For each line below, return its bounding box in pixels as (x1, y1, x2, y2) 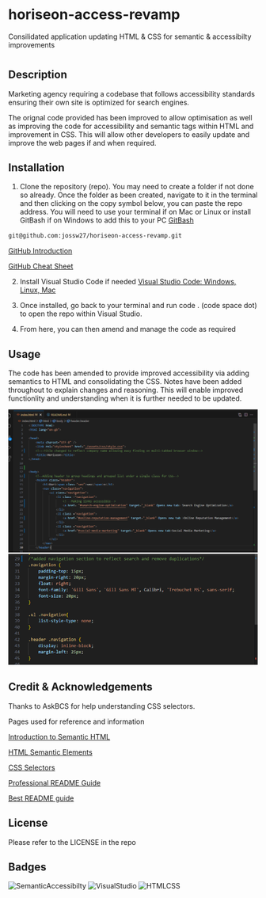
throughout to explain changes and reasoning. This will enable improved (8, 386, 244, 395)
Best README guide (8, 793, 74, 803)
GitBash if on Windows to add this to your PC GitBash (19, 215, 194, 225)
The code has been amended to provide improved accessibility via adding (8, 368, 249, 378)
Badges (8, 860, 47, 873)
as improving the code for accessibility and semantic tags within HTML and (8, 121, 254, 131)
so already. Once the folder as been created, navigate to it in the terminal (19, 190, 258, 200)
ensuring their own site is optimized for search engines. (8, 97, 190, 107)
